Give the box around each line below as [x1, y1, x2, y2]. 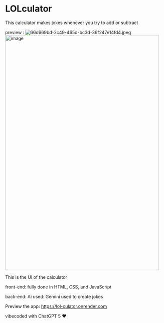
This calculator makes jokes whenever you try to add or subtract [5, 20, 138, 26]
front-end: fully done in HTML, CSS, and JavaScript [5, 284, 112, 290]
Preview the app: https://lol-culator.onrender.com [5, 303, 107, 309]
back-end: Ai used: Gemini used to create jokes [5, 293, 103, 299]
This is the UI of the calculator [5, 274, 68, 280]
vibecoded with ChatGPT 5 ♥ [5, 313, 67, 319]
